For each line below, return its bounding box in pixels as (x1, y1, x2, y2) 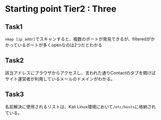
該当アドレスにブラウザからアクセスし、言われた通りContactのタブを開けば (5, 70, 156, 75)
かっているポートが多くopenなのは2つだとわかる (5, 42, 102, 48)
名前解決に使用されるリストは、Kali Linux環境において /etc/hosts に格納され (5, 104, 156, 109)
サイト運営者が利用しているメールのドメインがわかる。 (5, 76, 115, 82)
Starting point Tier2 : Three (5, 3, 117, 15)
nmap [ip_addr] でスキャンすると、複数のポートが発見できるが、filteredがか (5, 36, 155, 42)
